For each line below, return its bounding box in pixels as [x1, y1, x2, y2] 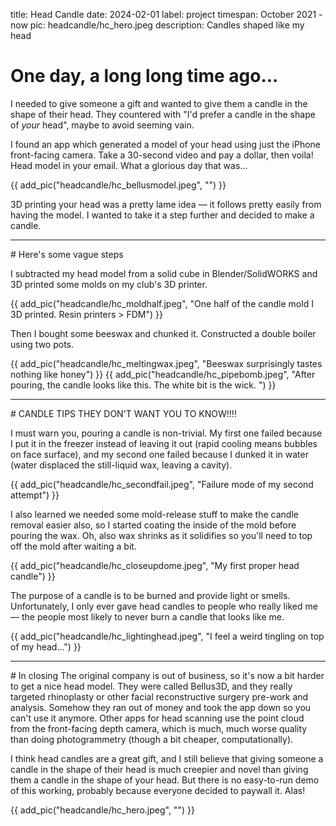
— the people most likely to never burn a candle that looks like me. [10, 610, 285, 623]
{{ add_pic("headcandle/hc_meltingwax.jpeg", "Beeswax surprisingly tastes [10, 357, 323, 369]
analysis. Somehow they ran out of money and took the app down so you [10, 701, 312, 713]
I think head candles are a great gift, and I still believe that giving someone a [10, 752, 324, 764]
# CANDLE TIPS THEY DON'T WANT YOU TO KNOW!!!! [10, 407, 237, 419]
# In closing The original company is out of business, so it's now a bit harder [10, 669, 325, 681]
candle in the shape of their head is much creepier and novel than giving [10, 763, 309, 775]
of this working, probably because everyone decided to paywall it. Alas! [10, 784, 306, 796]
